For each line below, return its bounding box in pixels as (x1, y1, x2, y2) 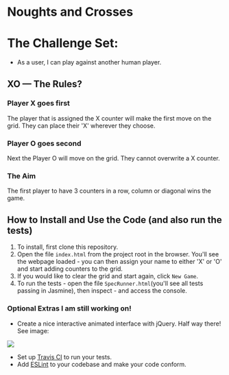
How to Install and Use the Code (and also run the (7, 214, 222, 226)
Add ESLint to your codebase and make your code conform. (16, 360, 186, 368)
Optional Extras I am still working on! (7, 304, 132, 313)
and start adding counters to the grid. (16, 265, 123, 273)
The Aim (7, 171, 36, 181)
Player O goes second (7, 138, 82, 148)
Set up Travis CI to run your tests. (16, 352, 112, 361)
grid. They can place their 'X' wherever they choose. (7, 121, 156, 130)
